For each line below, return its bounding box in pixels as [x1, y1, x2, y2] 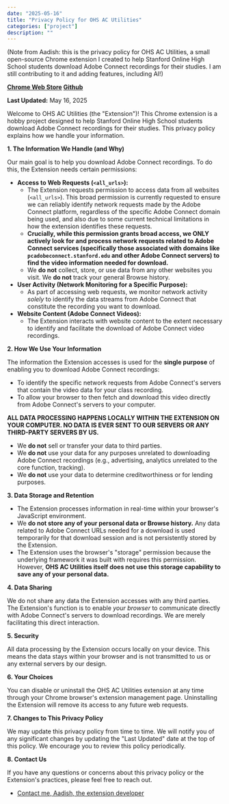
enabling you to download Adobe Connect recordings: [7, 365, 160, 374]
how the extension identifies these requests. [27, 222, 152, 230]
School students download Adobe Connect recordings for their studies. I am [7, 62, 221, 71]
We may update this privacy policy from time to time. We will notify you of [7, 727, 215, 735]
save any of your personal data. [16, 570, 109, 578]
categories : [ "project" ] [7, 23, 78, 29]
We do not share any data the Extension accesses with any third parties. [7, 597, 211, 605]
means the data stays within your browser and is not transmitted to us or [7, 653, 211, 661]
